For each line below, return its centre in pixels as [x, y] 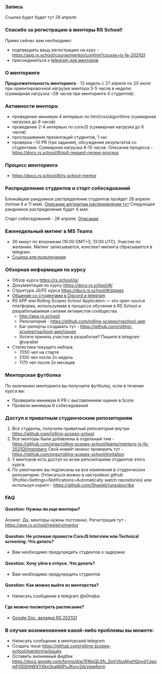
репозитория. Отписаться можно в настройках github [67, 475]
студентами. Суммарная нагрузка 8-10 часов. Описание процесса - [82, 148]
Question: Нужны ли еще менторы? [43, 509]
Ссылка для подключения [39, 257]
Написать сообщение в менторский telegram [58, 641]
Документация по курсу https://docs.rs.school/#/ [62, 285]
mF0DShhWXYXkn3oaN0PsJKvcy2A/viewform [59, 667]
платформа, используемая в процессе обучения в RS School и [76, 306]
